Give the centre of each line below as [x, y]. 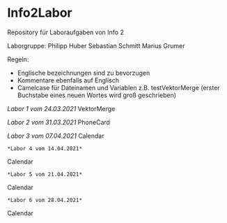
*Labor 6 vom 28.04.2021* [45, 200]
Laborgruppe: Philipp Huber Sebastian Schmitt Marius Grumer [96, 45]
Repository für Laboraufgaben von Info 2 [65, 32]
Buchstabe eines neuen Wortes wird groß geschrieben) [96, 95]
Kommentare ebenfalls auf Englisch [68, 80]
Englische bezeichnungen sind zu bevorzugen [84, 73]
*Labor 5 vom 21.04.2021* [45, 174]
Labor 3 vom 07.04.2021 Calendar [56, 136]
